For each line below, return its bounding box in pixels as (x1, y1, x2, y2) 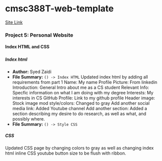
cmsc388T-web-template (5, 3, 114, 14)
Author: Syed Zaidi (12, 69, 52, 75)
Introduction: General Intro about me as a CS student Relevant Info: (12, 84, 150, 90)
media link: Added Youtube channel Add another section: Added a (12, 106, 147, 112)
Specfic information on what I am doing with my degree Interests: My (12, 90, 154, 96)
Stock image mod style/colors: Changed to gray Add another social (12, 100, 150, 106)
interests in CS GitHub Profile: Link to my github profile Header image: (12, 95, 155, 101)
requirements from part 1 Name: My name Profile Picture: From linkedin (12, 80, 158, 85)
